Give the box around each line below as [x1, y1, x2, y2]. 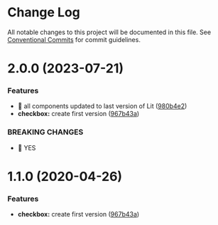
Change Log [7, 4, 80, 21]
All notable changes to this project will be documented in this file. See [7, 28, 212, 36]
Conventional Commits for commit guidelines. [7, 35, 141, 43]
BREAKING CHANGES [7, 127, 84, 137]
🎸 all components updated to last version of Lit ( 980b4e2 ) [17, 102, 187, 110]
